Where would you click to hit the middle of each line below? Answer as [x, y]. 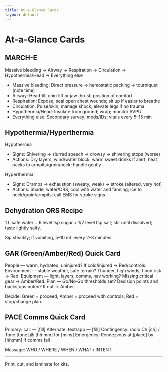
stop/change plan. [24, 301]
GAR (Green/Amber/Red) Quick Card [63, 253]
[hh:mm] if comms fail [28, 340]
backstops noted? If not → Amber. [40, 286]
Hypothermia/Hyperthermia [50, 132]
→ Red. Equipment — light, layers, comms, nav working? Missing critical [79, 276]
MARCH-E [21, 58]
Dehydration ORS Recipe [44, 211]
